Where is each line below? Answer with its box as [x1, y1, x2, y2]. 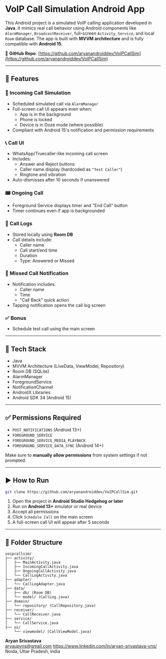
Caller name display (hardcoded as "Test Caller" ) [19, 166, 123, 172]
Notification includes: [12, 281, 56, 287]
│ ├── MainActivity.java [5, 560, 61, 565]
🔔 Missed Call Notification [5, 270, 69, 277]
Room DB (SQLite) [12, 368, 49, 374]
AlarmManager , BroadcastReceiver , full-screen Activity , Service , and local [5, 30, 155, 36]
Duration [19, 252, 38, 258]
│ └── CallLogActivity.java [5, 573, 68, 578]
